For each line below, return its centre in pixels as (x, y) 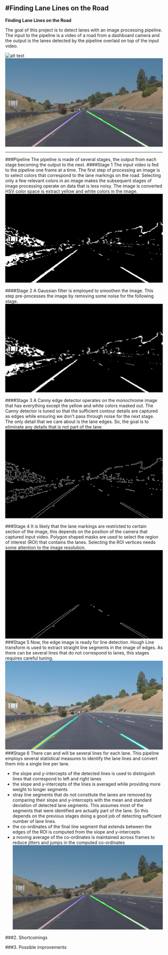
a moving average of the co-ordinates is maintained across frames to (83, 837)
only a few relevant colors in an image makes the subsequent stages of (78, 181)
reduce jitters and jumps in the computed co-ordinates (68, 842)
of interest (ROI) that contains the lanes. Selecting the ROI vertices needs (80, 542)
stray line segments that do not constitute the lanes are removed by (82, 794)
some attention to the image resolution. (45, 547)
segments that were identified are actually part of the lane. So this (80, 810)
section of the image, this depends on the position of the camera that (76, 531)
